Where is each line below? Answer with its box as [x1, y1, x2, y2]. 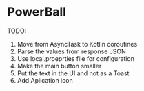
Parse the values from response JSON [17, 47, 126, 55]
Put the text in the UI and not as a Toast [17, 69, 130, 77]
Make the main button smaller [17, 62, 102, 70]
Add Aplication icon [17, 76, 74, 84]
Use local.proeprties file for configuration [17, 54, 134, 62]
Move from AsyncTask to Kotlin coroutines [17, 40, 138, 48]
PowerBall [7, 4, 67, 20]
